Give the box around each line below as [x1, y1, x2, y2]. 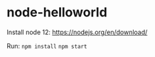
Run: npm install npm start [6, 41, 87, 50]
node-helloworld [6, 4, 107, 21]
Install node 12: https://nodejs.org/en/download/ [6, 28, 148, 36]
